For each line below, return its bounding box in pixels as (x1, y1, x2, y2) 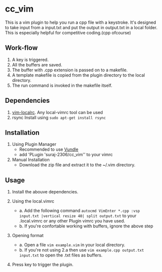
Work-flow (5, 44, 38, 52)
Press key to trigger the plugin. (12, 262, 74, 268)
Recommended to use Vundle (19, 146, 79, 152)
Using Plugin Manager (12, 142, 57, 147)
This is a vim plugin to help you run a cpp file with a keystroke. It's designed (5, 19, 156, 25)
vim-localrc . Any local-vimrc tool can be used (12, 109, 103, 115)
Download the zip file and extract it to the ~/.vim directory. (19, 162, 135, 168)
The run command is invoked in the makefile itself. (12, 82, 113, 88)
